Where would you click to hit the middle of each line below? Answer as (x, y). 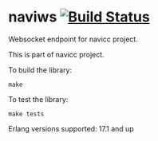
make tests (26, 114)
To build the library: (40, 70)
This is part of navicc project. (57, 54)
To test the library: (38, 99)
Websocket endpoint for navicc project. (73, 39)
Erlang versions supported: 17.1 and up (71, 128)
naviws (33, 17)
